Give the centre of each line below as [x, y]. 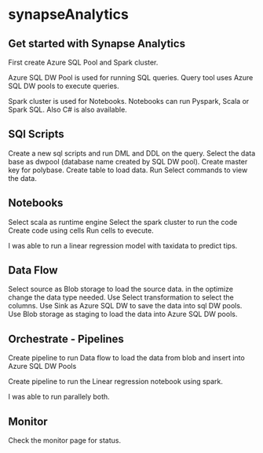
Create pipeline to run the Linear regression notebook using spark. [116, 381]
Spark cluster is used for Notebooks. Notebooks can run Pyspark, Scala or [129, 101]
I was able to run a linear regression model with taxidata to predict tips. [123, 245]
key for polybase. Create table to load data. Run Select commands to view [128, 170]
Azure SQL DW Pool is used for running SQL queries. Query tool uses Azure [131, 77]
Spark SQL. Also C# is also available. [68, 109]
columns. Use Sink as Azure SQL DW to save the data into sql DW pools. [125, 306]
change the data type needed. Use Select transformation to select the [121, 297]
